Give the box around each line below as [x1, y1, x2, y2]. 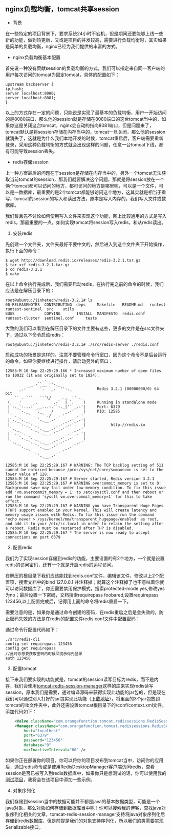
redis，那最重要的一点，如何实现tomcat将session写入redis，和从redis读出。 [5, 219, 166, 225]
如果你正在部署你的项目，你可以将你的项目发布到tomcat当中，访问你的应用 [5, 757, 164, 763]
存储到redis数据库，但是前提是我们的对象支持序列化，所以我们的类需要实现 [5, 818, 164, 824]
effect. [5, 498, 22, 504]
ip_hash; [5, 86, 24, 91]
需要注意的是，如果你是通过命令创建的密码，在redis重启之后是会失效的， [5, 609, 160, 615]
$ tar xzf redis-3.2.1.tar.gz [5, 262, 70, 267]
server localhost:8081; [5, 95, 56, 100]
